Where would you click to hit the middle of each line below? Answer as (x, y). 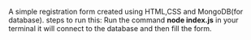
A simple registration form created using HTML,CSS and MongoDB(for (126, 12)
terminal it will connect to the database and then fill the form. (110, 28)
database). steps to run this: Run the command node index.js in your (123, 20)
